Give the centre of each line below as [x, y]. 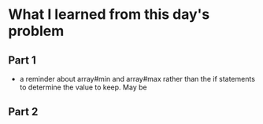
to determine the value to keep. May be [83, 87]
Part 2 [23, 112]
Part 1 [22, 60]
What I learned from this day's [109, 15]
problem [36, 31]
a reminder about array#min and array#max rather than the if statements [137, 79]
